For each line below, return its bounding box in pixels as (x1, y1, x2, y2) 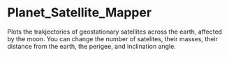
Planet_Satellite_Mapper (7, 5, 152, 21)
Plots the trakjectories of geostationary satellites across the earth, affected (7, 27, 222, 36)
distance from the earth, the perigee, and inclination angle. (7, 42, 176, 50)
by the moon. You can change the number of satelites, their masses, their (7, 34, 219, 43)
